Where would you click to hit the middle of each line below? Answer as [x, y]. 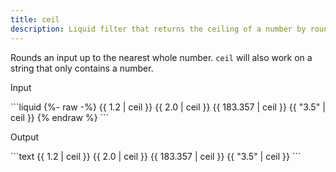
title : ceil [35, 19]
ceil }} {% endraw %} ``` [60, 117]
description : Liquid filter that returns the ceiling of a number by [158, 29]
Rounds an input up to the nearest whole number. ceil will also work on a [161, 57]
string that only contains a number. [82, 68]
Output [24, 137]
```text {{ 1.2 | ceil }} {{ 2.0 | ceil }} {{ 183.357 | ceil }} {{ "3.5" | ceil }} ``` [156, 156]
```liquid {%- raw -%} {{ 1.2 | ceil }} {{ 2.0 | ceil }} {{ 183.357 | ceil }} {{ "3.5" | [168, 107]
